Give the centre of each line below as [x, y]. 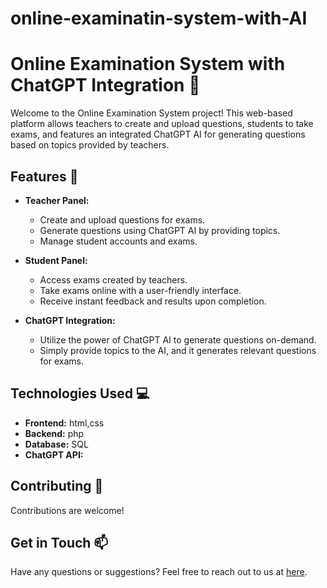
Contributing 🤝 [57, 486]
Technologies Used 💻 [80, 393]
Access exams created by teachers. [113, 279]
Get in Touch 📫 [59, 542]
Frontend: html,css [64, 423]
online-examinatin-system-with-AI [159, 18]
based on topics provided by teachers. [90, 145]
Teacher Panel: [57, 200]
